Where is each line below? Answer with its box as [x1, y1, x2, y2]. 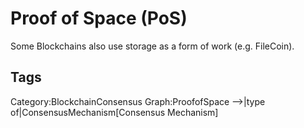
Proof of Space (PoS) [10, 7, 188, 30]
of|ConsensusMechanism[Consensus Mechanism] [10, 106, 219, 118]
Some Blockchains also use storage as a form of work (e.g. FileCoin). [10, 40, 295, 52]
